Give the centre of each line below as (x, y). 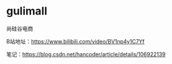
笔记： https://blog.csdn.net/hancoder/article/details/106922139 (86, 54)
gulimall (27, 11)
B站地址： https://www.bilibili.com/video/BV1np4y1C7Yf (75, 41)
